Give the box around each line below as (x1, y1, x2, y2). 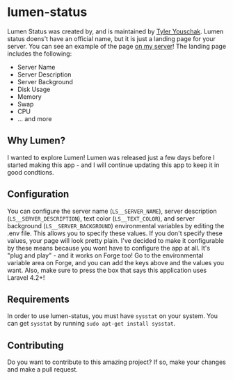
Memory (17, 92, 42, 101)
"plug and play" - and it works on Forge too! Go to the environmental (7, 251, 204, 260)
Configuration (7, 189, 70, 200)
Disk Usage (17, 85, 51, 93)
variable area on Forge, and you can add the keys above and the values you (7, 258, 225, 267)
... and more (17, 114, 52, 122)
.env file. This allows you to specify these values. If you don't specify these (7, 229, 223, 237)
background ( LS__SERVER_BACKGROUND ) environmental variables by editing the (7, 221, 225, 230)
